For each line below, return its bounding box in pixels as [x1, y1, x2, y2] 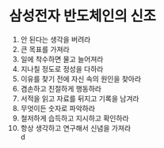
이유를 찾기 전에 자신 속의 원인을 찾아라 [20, 74, 142, 83]
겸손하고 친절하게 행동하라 [20, 83, 102, 93]
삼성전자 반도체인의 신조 [9, 7, 157, 25]
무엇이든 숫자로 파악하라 [20, 103, 96, 113]
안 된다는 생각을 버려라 [20, 35, 91, 44]
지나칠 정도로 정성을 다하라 [20, 64, 104, 73]
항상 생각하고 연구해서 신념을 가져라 [20, 123, 132, 132]
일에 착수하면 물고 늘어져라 [20, 54, 104, 64]
